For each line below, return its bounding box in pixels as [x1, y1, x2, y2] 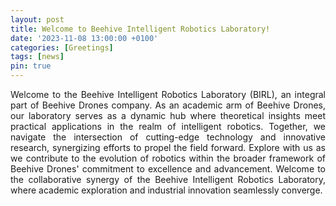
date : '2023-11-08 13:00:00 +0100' [10, 33, 159, 43]
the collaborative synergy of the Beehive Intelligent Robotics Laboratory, [10, 174, 326, 185]
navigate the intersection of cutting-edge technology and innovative [10, 131, 326, 143]
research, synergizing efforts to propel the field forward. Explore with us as [10, 142, 326, 153]
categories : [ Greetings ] [10, 42, 114, 53]
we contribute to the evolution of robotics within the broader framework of [10, 152, 326, 164]
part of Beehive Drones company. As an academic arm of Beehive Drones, [10, 99, 326, 111]
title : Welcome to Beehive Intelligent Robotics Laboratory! [10, 24, 271, 34]
